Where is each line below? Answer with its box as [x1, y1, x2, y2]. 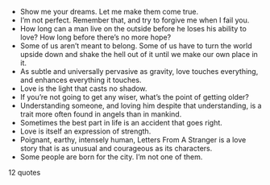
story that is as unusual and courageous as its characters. [19, 144, 213, 153]
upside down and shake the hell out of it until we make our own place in [19, 50, 258, 59]
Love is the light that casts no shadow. [19, 84, 147, 93]
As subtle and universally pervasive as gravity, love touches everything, [19, 67, 259, 76]
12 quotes [8, 168, 41, 177]
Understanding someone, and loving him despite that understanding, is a [19, 101, 262, 110]
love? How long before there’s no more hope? [19, 32, 172, 42]
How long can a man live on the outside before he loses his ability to [19, 24, 247, 33]
